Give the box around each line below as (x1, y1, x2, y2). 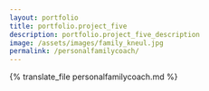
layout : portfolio (9, 13, 79, 23)
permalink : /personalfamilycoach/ (9, 47, 140, 56)
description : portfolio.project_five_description (9, 30, 201, 39)
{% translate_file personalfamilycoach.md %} (9, 71, 178, 82)
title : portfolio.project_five (9, 22, 128, 31)
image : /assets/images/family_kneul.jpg (9, 38, 165, 48)
